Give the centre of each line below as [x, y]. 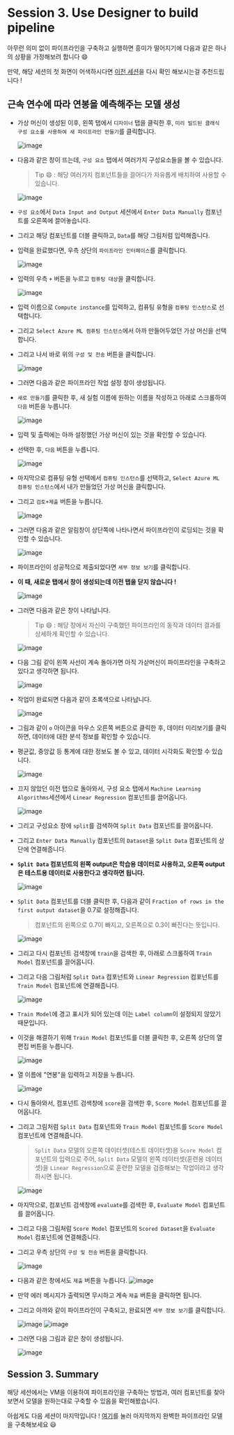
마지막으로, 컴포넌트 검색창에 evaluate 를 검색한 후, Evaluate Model [109, 1204]
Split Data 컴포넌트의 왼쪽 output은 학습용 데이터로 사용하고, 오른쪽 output [121, 864]
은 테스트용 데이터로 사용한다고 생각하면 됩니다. [81, 872]
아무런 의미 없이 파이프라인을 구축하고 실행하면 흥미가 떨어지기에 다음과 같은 [110, 48]
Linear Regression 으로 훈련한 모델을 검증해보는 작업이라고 [130, 1167]
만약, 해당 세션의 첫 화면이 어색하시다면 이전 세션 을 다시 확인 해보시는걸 [104, 71]
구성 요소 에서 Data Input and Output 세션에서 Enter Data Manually [110, 212]
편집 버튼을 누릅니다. [45, 1046]
